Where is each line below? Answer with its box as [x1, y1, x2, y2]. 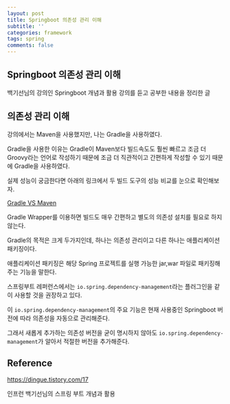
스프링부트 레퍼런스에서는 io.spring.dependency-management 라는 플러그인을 [7, 282, 213, 290]
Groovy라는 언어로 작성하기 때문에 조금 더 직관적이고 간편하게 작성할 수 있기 [7, 153, 211, 161]
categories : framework [7, 29, 72, 36]
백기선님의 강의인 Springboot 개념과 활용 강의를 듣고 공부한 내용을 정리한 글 [7, 88, 211, 97]
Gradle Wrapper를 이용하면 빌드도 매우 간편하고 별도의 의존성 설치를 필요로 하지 [7, 213, 222, 221]
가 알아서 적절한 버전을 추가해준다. [37, 337, 130, 345]
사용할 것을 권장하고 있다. [14, 291, 82, 299]
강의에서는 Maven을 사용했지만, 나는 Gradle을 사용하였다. [7, 130, 163, 138]
